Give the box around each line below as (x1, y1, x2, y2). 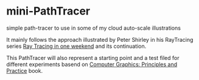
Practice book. (6, 67, 43, 74)
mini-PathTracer (6, 4, 91, 18)
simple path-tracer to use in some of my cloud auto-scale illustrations (6, 24, 181, 32)
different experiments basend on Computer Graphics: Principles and (6, 61, 178, 68)
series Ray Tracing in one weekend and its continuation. (6, 42, 147, 50)
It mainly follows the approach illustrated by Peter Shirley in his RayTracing (6, 36, 194, 43)
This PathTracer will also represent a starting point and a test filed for (6, 54, 180, 61)
